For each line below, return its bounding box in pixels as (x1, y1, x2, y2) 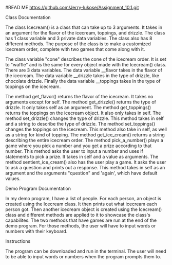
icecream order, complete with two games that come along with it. (5, 46, 145, 52)
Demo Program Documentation (5, 185, 71, 191)
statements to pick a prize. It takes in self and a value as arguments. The (5, 154, 159, 160)
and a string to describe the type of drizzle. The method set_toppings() (5, 121, 156, 127)
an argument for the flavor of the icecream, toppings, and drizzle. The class (5, 30, 165, 36)
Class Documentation (5, 14, 51, 20)
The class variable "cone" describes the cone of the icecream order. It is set (5, 56, 167, 62)
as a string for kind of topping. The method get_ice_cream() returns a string (5, 132, 165, 138)
